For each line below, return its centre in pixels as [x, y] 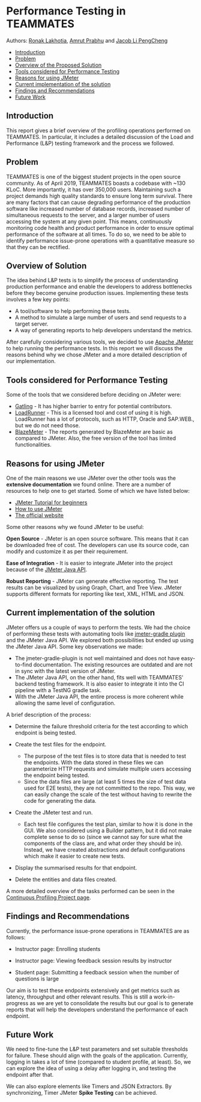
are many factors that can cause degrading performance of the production [98, 202]
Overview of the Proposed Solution [58, 65]
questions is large [37, 979]
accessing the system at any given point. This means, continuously [89, 221]
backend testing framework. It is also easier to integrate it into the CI [99, 684]
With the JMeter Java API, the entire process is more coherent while [99, 696]
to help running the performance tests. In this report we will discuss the [94, 348]
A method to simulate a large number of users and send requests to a [100, 318]
